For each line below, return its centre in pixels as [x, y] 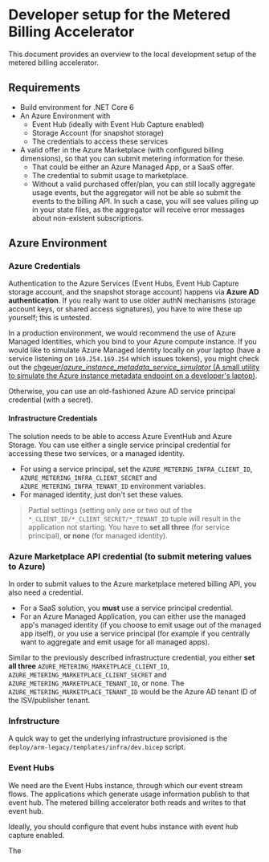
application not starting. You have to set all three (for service [129, 527]
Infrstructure [34, 721]
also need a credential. [46, 592]
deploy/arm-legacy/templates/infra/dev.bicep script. [97, 747]
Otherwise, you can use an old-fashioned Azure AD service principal [122, 392]
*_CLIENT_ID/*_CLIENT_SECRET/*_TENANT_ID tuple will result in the [134, 518]
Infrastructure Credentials [53, 418]
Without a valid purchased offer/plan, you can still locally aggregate [143, 184]
